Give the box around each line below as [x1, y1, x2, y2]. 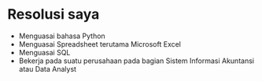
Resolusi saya [7, 5, 100, 23]
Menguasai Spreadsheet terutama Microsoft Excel [18, 39, 182, 48]
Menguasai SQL [18, 48, 71, 57]
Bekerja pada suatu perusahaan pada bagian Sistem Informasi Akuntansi [18, 56, 255, 65]
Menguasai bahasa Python [18, 31, 105, 40]
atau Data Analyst [18, 64, 76, 73]
